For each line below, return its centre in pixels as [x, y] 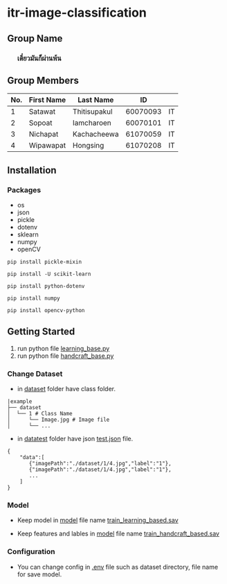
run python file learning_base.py [63, 348]
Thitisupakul [92, 112]
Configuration [31, 551]
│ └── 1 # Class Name [40, 414]
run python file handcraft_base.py [65, 356]
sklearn [28, 234]
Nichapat [44, 135]
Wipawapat [47, 146]
